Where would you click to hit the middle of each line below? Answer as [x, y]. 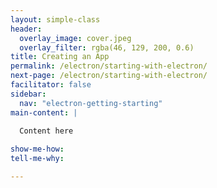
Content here [46, 131]
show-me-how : [37, 149]
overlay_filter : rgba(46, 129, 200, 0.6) [107, 47]
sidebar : [28, 94]
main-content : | [44, 112]
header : [26, 29]
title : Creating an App [60, 57]
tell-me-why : [37, 159]
